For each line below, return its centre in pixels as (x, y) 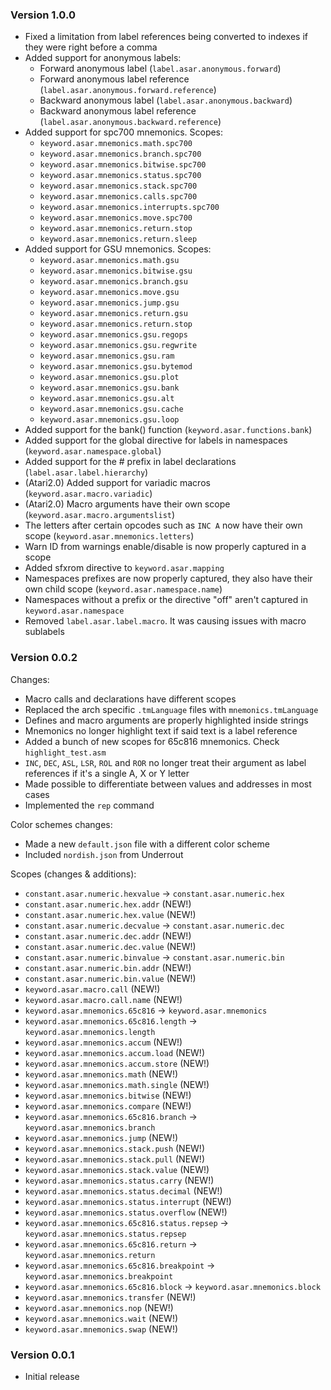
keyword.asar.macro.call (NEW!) (92, 989)
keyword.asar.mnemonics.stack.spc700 (118, 186)
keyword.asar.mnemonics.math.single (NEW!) (117, 1084)
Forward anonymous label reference (114, 79)
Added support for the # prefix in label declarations (130, 462)
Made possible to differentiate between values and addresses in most (168, 784)
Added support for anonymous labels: (103, 58)
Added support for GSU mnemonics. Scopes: (118, 249)
